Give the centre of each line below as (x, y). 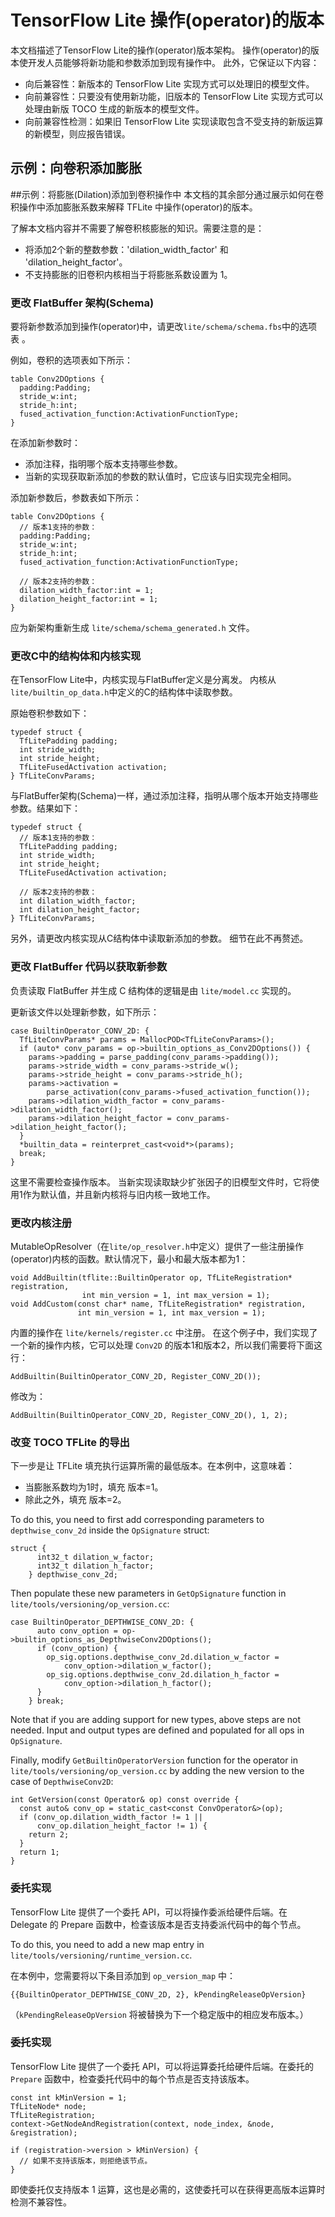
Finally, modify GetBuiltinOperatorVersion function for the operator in (154, 1760)
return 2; (49, 1835)
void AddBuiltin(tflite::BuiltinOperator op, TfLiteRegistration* (151, 1277)
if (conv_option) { (77, 1649)
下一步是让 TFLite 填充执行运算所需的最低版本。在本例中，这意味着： (153, 1466)
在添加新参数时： (45, 443)
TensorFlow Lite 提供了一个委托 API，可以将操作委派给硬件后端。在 (149, 1912)
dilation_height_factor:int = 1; (89, 599)
